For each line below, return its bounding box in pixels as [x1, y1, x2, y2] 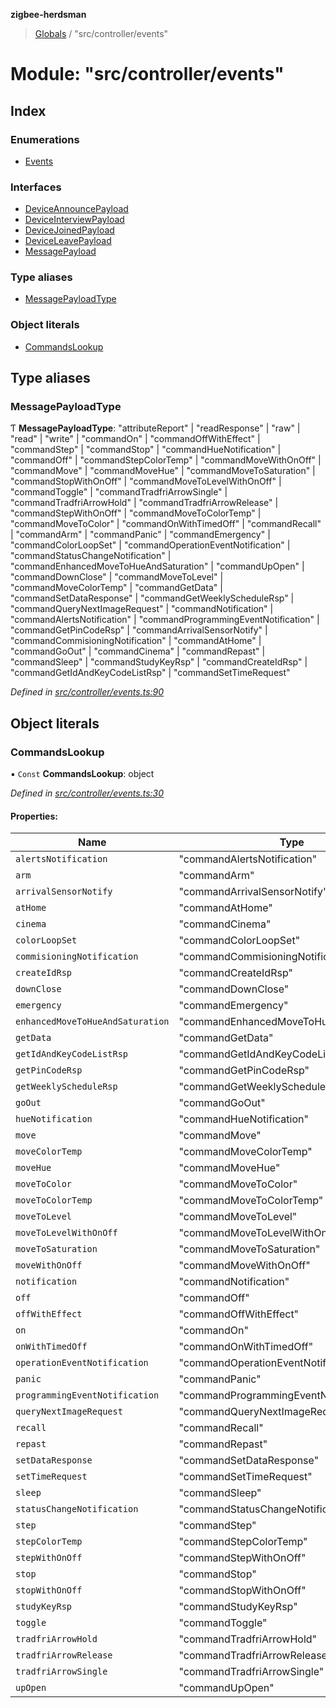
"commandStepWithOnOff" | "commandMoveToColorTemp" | [10, 507, 262, 519]
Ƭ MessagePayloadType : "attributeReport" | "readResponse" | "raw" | [10, 422, 301, 434]
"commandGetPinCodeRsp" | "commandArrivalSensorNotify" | [10, 624, 268, 636]
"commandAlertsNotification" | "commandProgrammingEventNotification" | [10, 614, 320, 626]
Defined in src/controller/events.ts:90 [10, 686, 165, 698]
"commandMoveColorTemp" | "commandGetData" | [10, 582, 223, 594]
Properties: [10, 810, 58, 822]
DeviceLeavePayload [24, 235, 112, 247]
